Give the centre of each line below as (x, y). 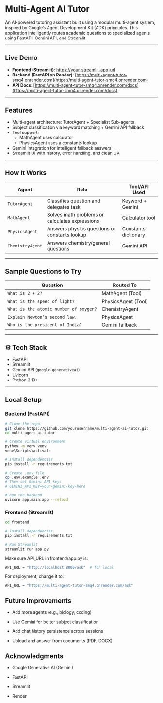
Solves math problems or (75, 215)
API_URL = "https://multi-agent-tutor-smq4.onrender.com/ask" (69, 586)
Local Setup (24, 400)
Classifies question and (73, 201)
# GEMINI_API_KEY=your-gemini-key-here (45, 486)
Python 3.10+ (25, 380)
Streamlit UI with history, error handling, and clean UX (66, 153)
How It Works (26, 173)
